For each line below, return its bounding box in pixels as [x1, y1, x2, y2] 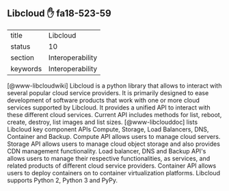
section [10, 53, 35, 62]
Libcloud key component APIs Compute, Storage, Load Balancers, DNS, [7, 125, 209, 133]
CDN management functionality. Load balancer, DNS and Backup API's [7, 147, 206, 155]
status [10, 42, 31, 51]
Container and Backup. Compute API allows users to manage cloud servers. [7, 132, 221, 140]
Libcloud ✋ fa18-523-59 [7, 8, 111, 19]
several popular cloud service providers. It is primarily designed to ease [7, 88, 209, 97]
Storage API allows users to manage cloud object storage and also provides [7, 140, 221, 148]
